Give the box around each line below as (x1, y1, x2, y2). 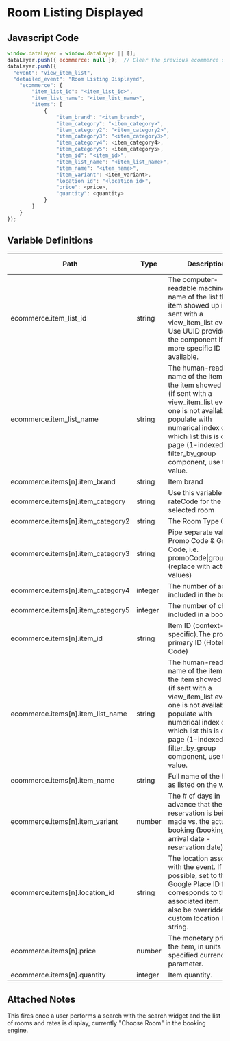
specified (168, 951, 199, 960)
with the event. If (168, 862, 222, 872)
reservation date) (168, 842, 224, 852)
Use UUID (168, 327, 200, 336)
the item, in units (168, 942, 221, 951)
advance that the (168, 800, 222, 810)
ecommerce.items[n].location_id (10, 888, 115, 898)
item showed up (168, 301, 220, 310)
